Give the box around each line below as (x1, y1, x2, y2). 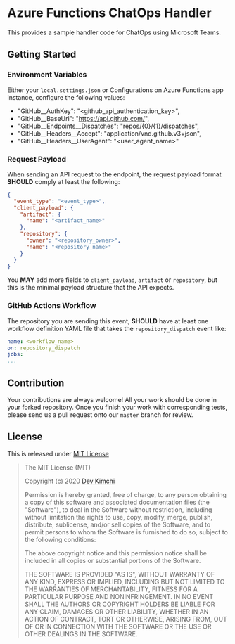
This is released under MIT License (7, 449, 109, 458)
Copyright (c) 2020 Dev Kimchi (24, 477, 115, 485)
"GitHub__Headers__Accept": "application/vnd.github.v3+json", (17, 129, 202, 138)
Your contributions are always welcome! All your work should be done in (7, 396, 217, 404)
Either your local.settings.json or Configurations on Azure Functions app (7, 86, 224, 94)
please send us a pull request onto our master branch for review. (7, 411, 193, 419)
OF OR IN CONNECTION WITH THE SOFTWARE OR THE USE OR (24, 622, 212, 631)
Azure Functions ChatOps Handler (7, 5, 212, 21)
